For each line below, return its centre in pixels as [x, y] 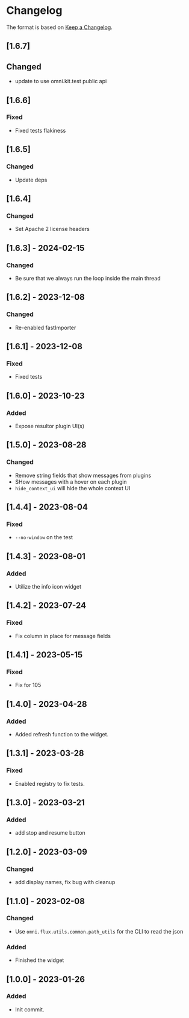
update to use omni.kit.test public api [61, 81]
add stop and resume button [50, 833]
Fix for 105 [28, 685]
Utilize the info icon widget [48, 587]
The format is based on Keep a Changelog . [59, 27]
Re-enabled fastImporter [45, 327]
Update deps [31, 180]
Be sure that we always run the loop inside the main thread [88, 278]
